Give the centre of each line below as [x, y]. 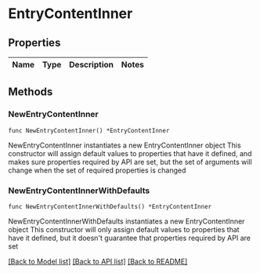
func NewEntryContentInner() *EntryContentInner [89, 130]
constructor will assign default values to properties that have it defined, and [130, 153]
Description [91, 65]
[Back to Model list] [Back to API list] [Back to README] [98, 261]
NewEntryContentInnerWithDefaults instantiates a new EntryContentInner [126, 221]
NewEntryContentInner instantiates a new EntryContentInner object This [125, 145]
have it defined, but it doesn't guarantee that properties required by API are [129, 238]
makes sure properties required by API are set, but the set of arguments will [130, 162]
